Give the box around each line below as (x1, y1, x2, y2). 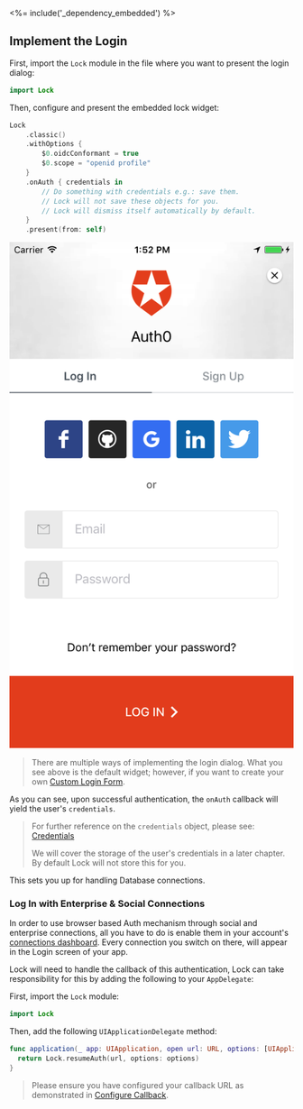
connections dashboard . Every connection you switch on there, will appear (9, 937, 288, 948)
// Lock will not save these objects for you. (41, 197, 220, 206)
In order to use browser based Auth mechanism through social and (9, 918, 258, 929)
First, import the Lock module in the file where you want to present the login (9, 58, 289, 69)
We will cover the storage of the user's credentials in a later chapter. (31, 848, 286, 858)
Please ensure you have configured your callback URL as (31, 1079, 244, 1090)
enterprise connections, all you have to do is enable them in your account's (9, 928, 289, 939)
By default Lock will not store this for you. (31, 857, 187, 868)
